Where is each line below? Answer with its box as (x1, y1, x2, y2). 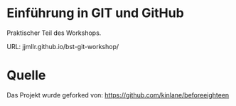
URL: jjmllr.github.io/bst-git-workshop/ (6, 42, 119, 51)
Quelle (6, 68, 46, 83)
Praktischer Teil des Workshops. (6, 28, 102, 37)
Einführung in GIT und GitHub (6, 5, 184, 21)
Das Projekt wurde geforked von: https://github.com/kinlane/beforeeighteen (6, 90, 230, 99)
